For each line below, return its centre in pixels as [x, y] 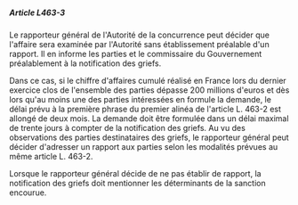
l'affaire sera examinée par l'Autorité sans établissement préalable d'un [139, 44]
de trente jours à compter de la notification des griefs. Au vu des [128, 127]
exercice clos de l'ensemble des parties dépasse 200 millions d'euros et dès [149, 90]
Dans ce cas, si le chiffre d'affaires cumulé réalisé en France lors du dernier [148, 80]
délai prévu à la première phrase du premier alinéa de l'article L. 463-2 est [145, 109]
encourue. [28, 193]
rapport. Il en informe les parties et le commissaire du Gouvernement [136, 53]
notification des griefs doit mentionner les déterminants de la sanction [137, 183]
